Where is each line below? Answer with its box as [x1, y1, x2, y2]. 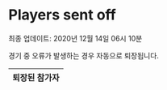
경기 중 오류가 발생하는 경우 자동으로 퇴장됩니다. [8, 50, 160, 60]
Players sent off [8, 6, 117, 24]
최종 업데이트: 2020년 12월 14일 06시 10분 [8, 33, 143, 43]
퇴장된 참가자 [12, 71, 60, 83]
